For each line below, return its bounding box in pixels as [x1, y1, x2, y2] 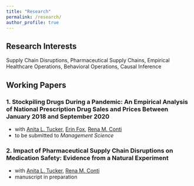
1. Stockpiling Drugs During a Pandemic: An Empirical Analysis [6, 97, 188, 106]
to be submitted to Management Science [14, 131, 114, 138]
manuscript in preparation [14, 174, 78, 181]
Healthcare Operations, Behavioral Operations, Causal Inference [6, 63, 162, 70]
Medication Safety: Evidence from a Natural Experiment [6, 154, 169, 162]
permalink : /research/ [6, 14, 62, 20]
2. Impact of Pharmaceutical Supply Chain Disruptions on [6, 146, 173, 154]
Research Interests [6, 41, 77, 51]
